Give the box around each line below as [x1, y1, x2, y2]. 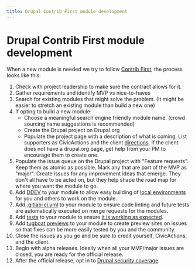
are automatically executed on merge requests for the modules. [15, 207, 169, 214]
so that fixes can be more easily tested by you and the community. [15, 226, 176, 233]
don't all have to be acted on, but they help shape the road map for [15, 176, 177, 183]
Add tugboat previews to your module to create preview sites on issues [15, 220, 187, 227]
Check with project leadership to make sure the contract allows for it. [15, 83, 182, 90]
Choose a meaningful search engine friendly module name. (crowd [23, 114, 186, 121]
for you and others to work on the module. [15, 195, 118, 202]
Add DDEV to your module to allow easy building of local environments [15, 188, 186, 196]
